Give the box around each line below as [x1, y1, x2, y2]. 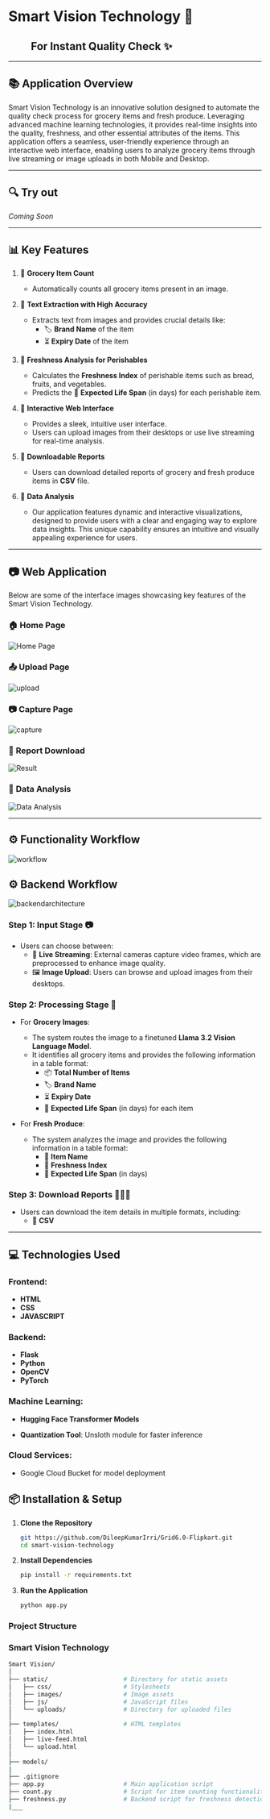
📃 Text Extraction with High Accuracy [19, 300, 148, 310]
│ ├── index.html [8, 1728, 74, 1736]
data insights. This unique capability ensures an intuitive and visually [31, 524, 260, 535]
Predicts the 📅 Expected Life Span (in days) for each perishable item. [31, 388, 263, 398]
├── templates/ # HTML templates [8, 1721, 182, 1729]
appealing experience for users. [31, 533, 138, 543]
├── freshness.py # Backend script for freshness [8, 1796, 231, 1804]
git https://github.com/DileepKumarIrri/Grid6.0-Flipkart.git [19, 1534, 233, 1542]
